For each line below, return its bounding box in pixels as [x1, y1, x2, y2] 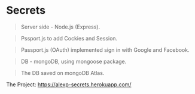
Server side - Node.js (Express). [20, 23, 100, 30]
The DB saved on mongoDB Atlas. [20, 69, 105, 76]
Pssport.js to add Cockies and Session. [20, 35, 118, 42]
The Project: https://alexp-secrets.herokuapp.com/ [6, 81, 132, 88]
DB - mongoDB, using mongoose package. [20, 58, 127, 65]
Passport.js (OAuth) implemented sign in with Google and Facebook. [20, 46, 190, 54]
